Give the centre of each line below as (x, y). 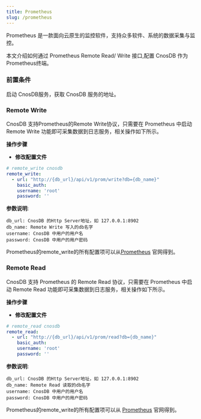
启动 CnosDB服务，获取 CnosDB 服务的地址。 (63, 94)
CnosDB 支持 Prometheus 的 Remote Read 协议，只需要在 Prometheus (93, 282)
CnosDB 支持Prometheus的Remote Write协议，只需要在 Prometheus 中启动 (99, 124)
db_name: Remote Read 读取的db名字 (49, 385)
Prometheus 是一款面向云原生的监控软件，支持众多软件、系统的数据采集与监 (101, 35)
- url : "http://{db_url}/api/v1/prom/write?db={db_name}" (86, 179)
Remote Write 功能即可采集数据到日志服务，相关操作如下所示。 (84, 131)
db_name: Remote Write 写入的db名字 (50, 228)
